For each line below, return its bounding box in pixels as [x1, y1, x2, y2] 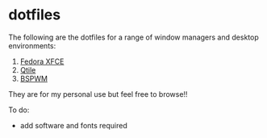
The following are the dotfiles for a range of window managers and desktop [8, 32, 260, 42]
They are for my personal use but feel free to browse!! [8, 89, 188, 98]
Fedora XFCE [19, 56, 65, 66]
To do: [8, 105, 30, 115]
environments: [8, 40, 56, 50]
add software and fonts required [19, 120, 127, 130]
